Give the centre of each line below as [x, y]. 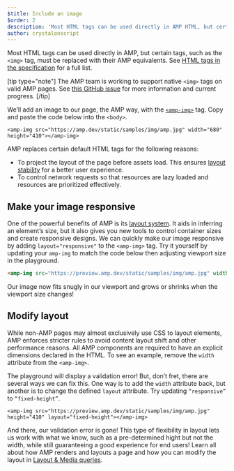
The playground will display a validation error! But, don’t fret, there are [108, 376]
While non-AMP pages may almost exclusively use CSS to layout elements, [115, 333]
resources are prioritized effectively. [69, 185]
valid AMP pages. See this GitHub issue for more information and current [112, 89]
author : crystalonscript [43, 33]
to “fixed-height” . [34, 398]
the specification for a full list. [50, 68]
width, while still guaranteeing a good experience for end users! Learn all [112, 444]
